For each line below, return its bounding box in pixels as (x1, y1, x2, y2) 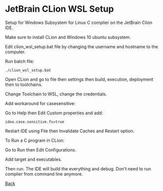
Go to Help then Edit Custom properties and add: (5, 110, 103, 116)
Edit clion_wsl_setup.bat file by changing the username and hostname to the (5, 43, 159, 49)
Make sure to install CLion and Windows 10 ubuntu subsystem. (5, 34, 131, 40)
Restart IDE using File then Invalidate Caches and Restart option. (5, 128, 135, 134)
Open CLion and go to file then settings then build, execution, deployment (5, 76, 154, 82)
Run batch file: (5, 58, 34, 64)
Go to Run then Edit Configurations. (5, 147, 77, 152)
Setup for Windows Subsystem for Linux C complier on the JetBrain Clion (5, 20, 153, 25)
